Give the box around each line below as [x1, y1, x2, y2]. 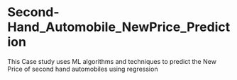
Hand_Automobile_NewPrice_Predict [7, 19, 231, 35]
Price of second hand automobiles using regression [7, 65, 158, 73]
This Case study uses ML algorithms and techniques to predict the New [7, 57, 216, 65]
